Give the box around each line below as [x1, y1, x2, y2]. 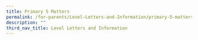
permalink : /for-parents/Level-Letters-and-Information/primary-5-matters [6, 14, 194, 20]
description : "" [6, 19, 46, 25]
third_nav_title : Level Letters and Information [6, 25, 128, 31]
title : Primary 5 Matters [6, 8, 70, 15]
